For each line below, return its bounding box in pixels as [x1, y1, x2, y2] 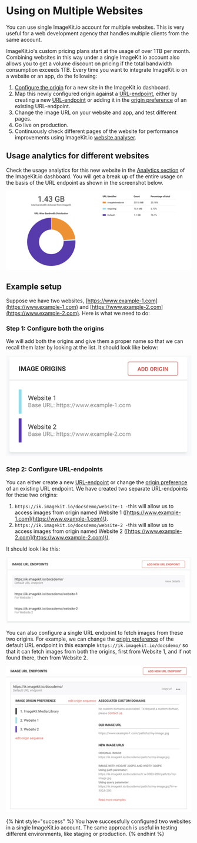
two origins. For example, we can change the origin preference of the [6, 635, 174, 642]
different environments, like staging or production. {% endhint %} [6, 831, 165, 838]
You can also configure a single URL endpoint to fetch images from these [6, 629, 183, 636]
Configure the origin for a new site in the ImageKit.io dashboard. [14, 84, 171, 91]
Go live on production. [14, 121, 69, 128]
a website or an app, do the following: [6, 72, 98, 79]
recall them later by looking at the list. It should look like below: [6, 344, 158, 351]
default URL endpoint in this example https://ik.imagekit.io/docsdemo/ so [6, 641, 189, 648]
